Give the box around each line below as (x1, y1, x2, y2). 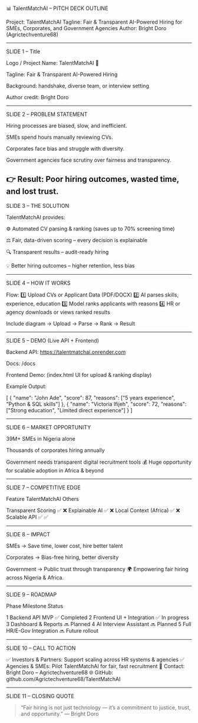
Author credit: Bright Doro (6, 94, 69, 100)
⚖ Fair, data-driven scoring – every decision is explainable (6, 236, 148, 243)
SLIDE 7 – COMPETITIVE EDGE (6, 484, 81, 491)
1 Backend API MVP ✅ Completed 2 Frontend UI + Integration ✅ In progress (6, 614, 190, 621)
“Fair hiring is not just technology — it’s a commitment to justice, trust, (20, 704, 191, 711)
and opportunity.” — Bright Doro (20, 710, 99, 717)
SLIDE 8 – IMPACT (6, 530, 51, 538)
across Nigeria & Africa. (6, 574, 64, 581)
